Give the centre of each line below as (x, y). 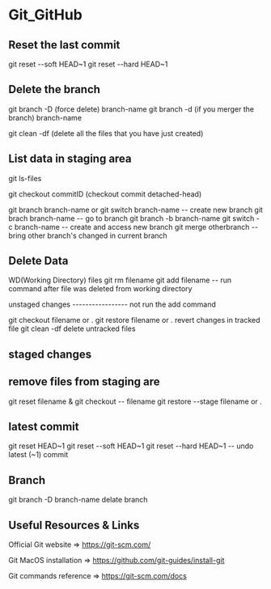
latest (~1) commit (38, 455)
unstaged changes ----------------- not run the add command (112, 304)
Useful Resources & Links (74, 525)
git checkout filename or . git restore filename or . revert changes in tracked (134, 320)
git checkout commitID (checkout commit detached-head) (105, 194)
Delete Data (38, 261)
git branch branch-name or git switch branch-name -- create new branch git (135, 210)
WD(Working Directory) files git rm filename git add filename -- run (120, 280)
